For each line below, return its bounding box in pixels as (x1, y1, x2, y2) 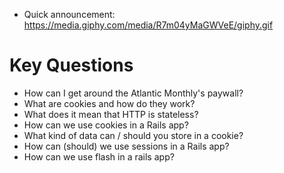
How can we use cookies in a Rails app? (23, 119, 189, 131)
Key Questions (9, 54, 134, 77)
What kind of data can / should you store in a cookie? (23, 129, 244, 141)
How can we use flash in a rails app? (23, 150, 175, 163)
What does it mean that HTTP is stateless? (23, 108, 199, 120)
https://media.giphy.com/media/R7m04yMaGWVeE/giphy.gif (23, 19, 274, 31)
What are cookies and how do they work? (23, 97, 196, 109)
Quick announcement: (23, 9, 116, 20)
